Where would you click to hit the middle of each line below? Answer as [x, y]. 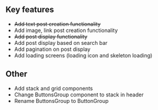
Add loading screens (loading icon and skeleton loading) [83, 55]
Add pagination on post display [52, 49]
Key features [30, 10]
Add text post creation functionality [57, 24]
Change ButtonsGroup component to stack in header [79, 95]
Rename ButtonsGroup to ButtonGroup [61, 101]
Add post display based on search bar [61, 43]
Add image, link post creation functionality [66, 30]
